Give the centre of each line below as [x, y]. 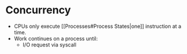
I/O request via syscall [49, 45]
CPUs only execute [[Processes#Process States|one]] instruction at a [98, 26]
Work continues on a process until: [56, 38]
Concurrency [38, 10]
